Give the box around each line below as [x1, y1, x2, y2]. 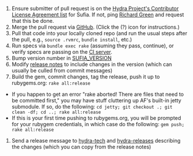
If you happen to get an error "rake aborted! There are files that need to [11, 91, 184, 98]
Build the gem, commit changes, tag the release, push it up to [11, 73, 160, 80]
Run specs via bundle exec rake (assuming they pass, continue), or [11, 42, 174, 49]
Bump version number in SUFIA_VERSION [11, 55, 112, 61]
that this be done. [11, 18, 54, 24]
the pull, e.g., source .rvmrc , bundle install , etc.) [11, 36, 133, 43]
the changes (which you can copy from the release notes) [11, 143, 151, 150]
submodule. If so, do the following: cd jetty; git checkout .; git [11, 103, 173, 110]
